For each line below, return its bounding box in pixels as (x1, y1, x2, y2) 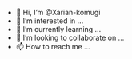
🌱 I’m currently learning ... (15, 25, 102, 33)
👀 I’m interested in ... (15, 16, 84, 26)
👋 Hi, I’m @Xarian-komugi (15, 8, 101, 17)
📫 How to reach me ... (15, 42, 90, 51)
